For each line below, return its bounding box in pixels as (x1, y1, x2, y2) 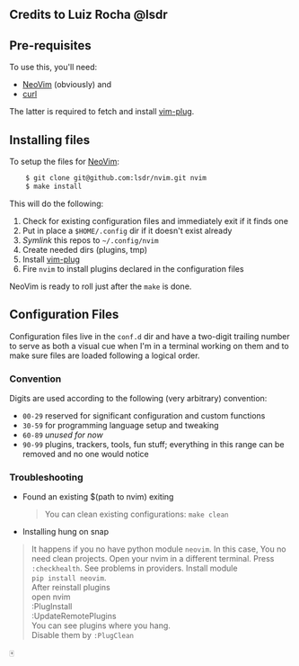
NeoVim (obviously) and (22, 79, 112, 90)
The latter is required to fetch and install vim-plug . (9, 106, 195, 117)
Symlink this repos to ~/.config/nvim (22, 234, 159, 246)
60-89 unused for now (22, 429, 103, 440)
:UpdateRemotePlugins (31, 611, 117, 622)
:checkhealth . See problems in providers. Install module (31, 562, 238, 574)
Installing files (9, 132, 91, 148)
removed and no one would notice (22, 448, 150, 459)
